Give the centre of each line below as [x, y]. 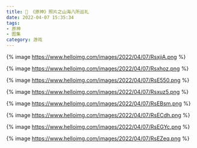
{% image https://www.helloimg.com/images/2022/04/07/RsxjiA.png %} [96, 57]
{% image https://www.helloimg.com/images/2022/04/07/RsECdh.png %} [98, 115]
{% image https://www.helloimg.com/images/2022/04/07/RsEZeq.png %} [98, 138]
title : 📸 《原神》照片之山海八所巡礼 [48, 12]
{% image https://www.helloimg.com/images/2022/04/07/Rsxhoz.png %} [98, 69]
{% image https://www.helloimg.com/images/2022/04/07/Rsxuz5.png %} [98, 92]
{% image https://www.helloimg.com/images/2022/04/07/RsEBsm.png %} [98, 103]
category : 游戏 [24, 40]
